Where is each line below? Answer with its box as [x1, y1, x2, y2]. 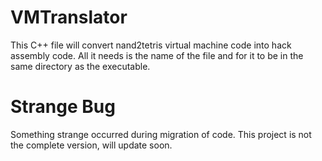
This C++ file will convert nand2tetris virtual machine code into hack [10, 39, 292, 51]
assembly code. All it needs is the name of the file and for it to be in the [10, 49, 304, 61]
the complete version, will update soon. [10, 139, 173, 151]
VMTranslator [10, 6, 128, 29]
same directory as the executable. [10, 60, 151, 72]
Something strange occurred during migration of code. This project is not [10, 128, 312, 140]
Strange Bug [10, 96, 116, 118]
